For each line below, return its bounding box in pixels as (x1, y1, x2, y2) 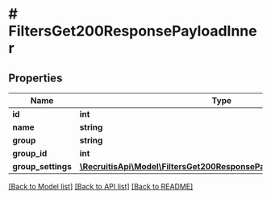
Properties (8, 71, 63, 85)
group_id (12, 148, 48, 159)
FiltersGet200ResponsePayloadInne (8, 22, 257, 40)
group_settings (12, 161, 73, 172)
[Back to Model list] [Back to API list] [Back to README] (8, 182, 194, 191)
